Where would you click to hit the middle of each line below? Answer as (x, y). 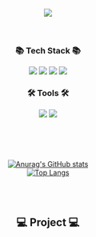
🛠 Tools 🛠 (48, 93)
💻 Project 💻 (48, 222)
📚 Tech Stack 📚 (48, 50)
